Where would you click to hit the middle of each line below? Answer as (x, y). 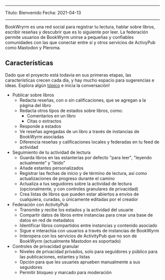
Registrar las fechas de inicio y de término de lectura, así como (83, 173)
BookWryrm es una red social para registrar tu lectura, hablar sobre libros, (80, 27)
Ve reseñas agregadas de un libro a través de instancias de (79, 131)
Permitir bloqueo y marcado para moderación (66, 272)
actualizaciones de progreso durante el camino (67, 178)
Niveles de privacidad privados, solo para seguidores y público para (89, 252)
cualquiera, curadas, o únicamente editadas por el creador (79, 199)
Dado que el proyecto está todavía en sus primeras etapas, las (68, 75)
